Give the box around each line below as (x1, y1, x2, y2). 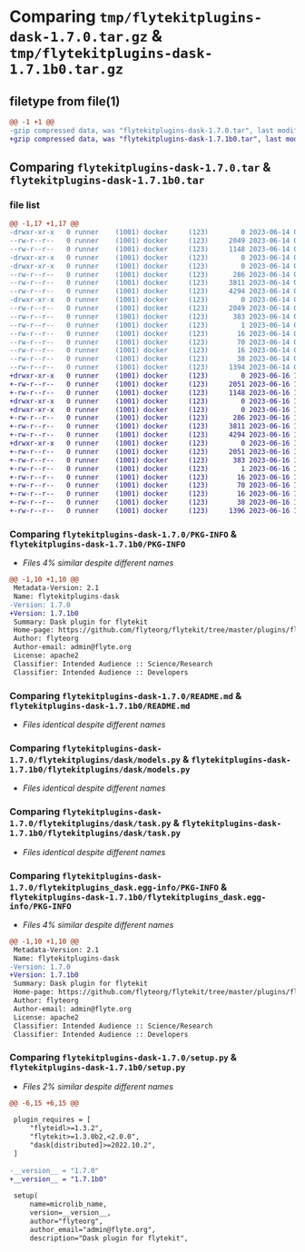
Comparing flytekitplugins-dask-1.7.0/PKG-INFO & (9, 527, 238, 540)
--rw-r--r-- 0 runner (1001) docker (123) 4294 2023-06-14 (9, 287, 290, 296)
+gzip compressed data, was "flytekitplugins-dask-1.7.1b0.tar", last (9, 134, 282, 143)
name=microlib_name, (29, 1200, 107, 1209)
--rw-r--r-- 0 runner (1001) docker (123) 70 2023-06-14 (9, 338, 290, 347)
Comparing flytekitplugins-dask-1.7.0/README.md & (9, 689, 242, 702)
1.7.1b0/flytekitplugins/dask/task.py (9, 828, 182, 839)
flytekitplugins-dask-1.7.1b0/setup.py (9, 1062, 186, 1073)
